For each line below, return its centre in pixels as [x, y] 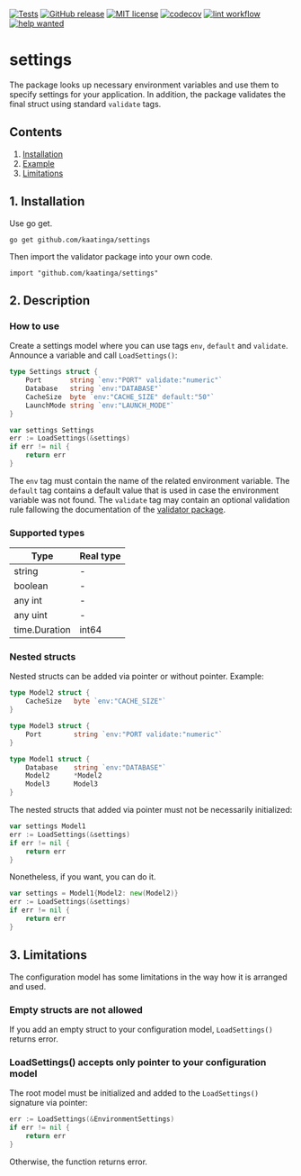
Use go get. [31, 223]
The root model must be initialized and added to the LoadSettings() [134, 1093]
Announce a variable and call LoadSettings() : [93, 355]
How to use [35, 326]
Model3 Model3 [62, 784]
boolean [31, 586]
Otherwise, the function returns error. [79, 1162]
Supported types [47, 533]
